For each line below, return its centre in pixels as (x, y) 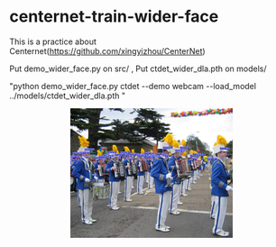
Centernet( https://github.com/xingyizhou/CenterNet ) (107, 50)
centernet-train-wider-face (114, 17)
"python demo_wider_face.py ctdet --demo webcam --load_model (133, 86)
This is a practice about (53, 41)
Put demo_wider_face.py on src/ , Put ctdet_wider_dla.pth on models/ (138, 69)
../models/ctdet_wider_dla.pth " (68, 96)
